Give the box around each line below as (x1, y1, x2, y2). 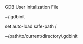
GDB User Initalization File (5, 4, 59, 10)
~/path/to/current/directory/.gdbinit (5, 33, 78, 39)
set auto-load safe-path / (5, 23, 57, 29)
